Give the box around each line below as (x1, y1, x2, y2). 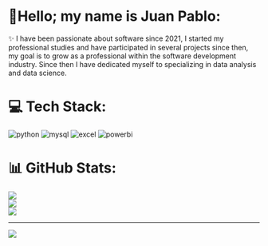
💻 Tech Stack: (8, 97, 107, 116)
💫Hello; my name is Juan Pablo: (8, 7, 221, 26)
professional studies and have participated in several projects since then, (8, 42, 249, 52)
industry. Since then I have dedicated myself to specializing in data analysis (8, 59, 257, 69)
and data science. (8, 68, 67, 77)
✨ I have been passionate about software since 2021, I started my (8, 34, 224, 43)
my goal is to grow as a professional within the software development (8, 51, 237, 61)
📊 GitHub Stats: (8, 159, 117, 177)
